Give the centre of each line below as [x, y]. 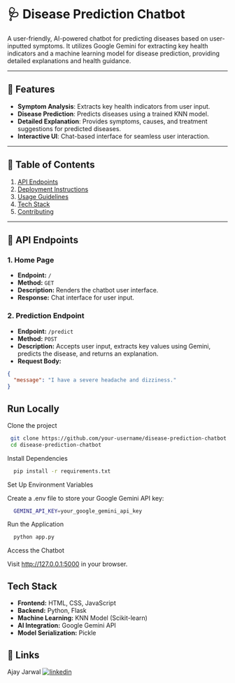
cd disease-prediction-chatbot [56, 445]
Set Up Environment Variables [50, 485]
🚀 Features [31, 89]
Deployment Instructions [53, 189]
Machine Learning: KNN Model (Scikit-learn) [83, 618]
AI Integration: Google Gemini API [67, 625]
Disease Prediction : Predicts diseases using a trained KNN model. [113, 114]
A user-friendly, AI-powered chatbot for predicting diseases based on [108, 38]
